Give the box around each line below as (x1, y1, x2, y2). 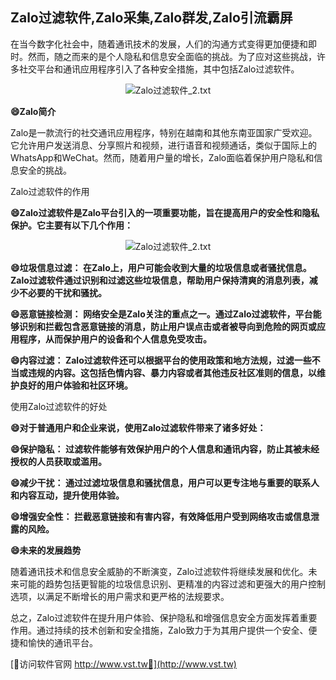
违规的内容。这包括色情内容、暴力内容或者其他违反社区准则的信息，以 (27, 366, 317, 378)
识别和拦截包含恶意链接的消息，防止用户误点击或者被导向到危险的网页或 (18, 320, 317, 332)
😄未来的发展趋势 (10, 544, 82, 556)
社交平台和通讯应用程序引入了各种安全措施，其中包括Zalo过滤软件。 (18, 63, 300, 75)
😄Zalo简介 (10, 105, 57, 117)
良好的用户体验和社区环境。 (18, 379, 133, 391)
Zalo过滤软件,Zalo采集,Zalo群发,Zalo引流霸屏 (10, 9, 293, 27)
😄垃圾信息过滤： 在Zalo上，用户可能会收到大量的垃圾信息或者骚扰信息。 (10, 261, 312, 273)
